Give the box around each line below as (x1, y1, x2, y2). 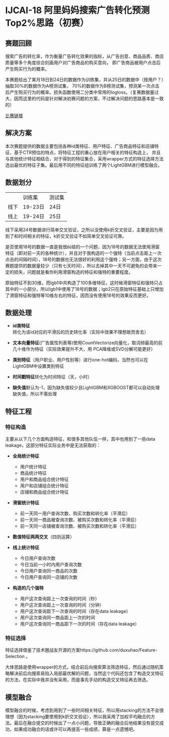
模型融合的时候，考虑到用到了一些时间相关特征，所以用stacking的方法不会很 (5, 707, 164, 713)
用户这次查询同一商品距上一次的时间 (20, 614, 96, 621)
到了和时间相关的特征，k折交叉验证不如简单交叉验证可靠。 (5, 233, 127, 239)
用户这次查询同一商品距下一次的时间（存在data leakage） (20, 621, 140, 627)
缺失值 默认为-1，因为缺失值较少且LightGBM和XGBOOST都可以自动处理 (12, 385, 160, 391)
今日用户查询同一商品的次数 (20, 568, 78, 574)
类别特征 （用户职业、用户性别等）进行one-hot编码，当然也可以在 (12, 357, 148, 363)
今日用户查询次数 (20, 555, 56, 561)
